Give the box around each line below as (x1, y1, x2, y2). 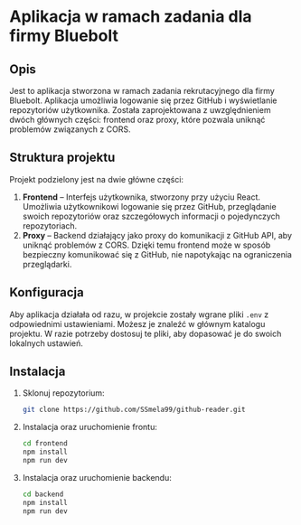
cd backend (22, 490, 64, 499)
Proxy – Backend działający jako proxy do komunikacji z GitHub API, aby (22, 230, 292, 240)
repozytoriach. (22, 220, 78, 231)
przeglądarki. (22, 258, 72, 269)
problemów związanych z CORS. (9, 124, 131, 135)
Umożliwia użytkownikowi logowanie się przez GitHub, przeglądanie (22, 201, 277, 211)
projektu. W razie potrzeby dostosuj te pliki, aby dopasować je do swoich (9, 328, 282, 339)
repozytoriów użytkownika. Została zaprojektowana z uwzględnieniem (9, 105, 271, 115)
